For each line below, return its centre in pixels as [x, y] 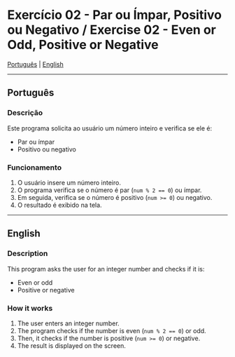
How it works [30, 308]
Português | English [36, 64]
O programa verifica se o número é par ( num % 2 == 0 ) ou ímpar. [109, 190]
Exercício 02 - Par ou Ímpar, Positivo [115, 15]
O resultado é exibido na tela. [60, 205]
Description [28, 254]
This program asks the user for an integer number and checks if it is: [106, 269]
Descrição [25, 113]
